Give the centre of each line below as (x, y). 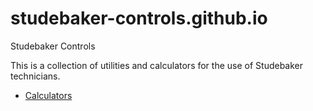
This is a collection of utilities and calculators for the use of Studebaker (157, 65)
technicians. (35, 76)
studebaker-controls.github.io (139, 18)
